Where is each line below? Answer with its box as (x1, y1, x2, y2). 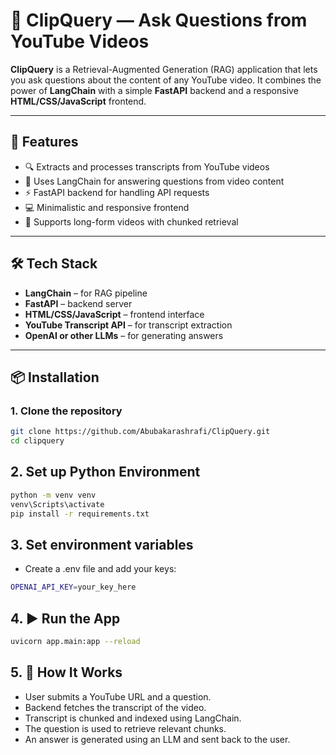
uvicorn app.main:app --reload (10, 636, 141, 646)
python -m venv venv (10, 490, 97, 500)
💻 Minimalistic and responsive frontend (24, 201, 190, 213)
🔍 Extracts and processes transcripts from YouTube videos (24, 160, 270, 173)
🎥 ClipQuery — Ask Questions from (10, 9, 308, 32)
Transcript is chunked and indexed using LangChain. (24, 712, 242, 724)
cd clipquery (10, 436, 65, 446)
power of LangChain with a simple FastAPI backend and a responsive (10, 84, 299, 96)
